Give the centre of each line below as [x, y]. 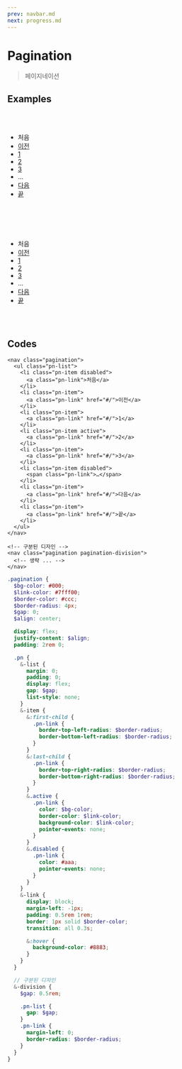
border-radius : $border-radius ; [74, 1039]
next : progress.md [34, 21]
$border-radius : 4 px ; [46, 605]
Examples [29, 99]
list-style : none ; [53, 697]
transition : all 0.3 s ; [59, 928]
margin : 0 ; [42, 671]
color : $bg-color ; [66, 809]
